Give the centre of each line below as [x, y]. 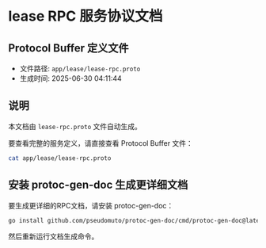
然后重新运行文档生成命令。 [53, 237]
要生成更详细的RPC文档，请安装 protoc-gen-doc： [91, 205]
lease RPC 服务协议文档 [85, 16]
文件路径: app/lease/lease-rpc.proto [80, 69]
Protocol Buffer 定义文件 [68, 48]
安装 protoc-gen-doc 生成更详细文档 [98, 185]
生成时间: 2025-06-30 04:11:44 [71, 78]
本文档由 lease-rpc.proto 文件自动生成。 [75, 126]
